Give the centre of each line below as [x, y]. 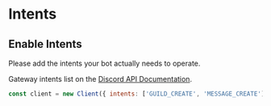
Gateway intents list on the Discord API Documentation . [100, 79]
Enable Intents [45, 44]
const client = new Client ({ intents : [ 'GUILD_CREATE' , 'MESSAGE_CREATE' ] [137, 94]
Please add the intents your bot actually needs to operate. [104, 63]
